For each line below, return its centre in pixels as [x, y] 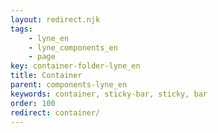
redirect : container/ [55, 112]
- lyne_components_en [73, 47]
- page [42, 57]
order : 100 [33, 103]
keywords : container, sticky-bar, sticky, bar [109, 94]
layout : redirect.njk [55, 19]
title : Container [46, 76]
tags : [21, 29]
